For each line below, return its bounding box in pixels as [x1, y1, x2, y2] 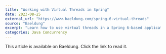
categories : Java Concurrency [5, 30, 68, 35]
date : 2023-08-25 [5, 12, 41, 17]
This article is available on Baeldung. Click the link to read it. [5, 44, 127, 49]
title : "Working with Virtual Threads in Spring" [5, 7, 110, 12]
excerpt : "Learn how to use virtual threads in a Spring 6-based [5, 26, 142, 30]
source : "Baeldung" [5, 21, 45, 26]
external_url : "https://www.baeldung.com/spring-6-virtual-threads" [5, 16, 149, 21]
